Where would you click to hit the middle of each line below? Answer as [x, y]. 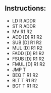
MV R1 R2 [22, 31]
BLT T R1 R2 [24, 80]
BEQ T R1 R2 [25, 75]
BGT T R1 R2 [25, 86]
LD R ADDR [24, 20]
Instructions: [25, 8]
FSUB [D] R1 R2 [28, 59]
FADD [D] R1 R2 [28, 53]
